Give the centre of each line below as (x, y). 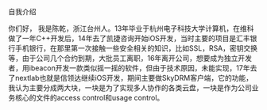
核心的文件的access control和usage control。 (89, 98)
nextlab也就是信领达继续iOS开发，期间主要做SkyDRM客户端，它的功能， (133, 78)
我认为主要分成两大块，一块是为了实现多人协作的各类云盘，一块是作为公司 (130, 88)
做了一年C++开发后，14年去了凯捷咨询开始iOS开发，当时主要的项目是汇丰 (129, 38)
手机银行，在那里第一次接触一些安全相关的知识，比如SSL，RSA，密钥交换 (136, 48)
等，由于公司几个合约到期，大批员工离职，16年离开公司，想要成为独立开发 (130, 58)
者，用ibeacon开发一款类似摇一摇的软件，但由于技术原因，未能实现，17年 (129, 68)
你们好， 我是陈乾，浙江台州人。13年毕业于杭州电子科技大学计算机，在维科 (131, 28)
